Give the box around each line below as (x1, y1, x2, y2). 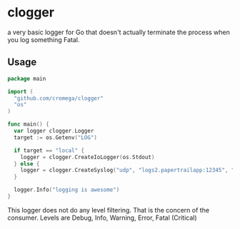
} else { (14, 160, 40, 168)
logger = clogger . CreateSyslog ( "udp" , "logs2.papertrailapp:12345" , (20, 167, 229, 174)
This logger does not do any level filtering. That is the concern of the (7, 205, 209, 214)
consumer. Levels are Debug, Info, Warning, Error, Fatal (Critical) (7, 213, 198, 222)
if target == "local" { (14, 147, 84, 154)
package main (7, 75, 46, 82)
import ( (7, 88, 34, 95)
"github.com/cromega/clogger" (14, 94, 104, 102)
